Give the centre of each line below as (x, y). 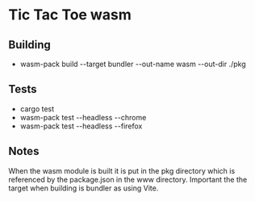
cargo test (37, 109)
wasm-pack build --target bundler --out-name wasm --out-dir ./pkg (133, 64)
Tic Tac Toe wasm (70, 15)
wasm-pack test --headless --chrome (83, 117)
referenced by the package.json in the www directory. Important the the (128, 179)
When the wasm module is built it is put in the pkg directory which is (122, 170)
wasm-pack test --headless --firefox (81, 126)
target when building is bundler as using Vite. (84, 188)
